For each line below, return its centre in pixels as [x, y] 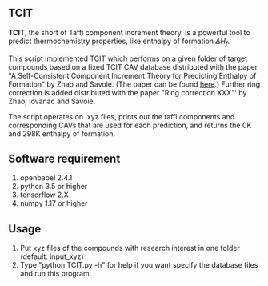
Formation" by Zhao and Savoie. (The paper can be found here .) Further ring [134, 84]
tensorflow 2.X [44, 195]
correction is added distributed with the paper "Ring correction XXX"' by [128, 92]
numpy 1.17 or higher [54, 203]
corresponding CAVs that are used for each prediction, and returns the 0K [130, 125]
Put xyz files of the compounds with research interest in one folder [130, 248]
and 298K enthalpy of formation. [62, 133]
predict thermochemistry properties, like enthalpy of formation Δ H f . [119, 42]
